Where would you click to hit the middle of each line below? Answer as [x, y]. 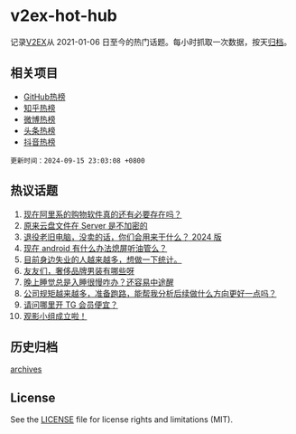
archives [26, 369]
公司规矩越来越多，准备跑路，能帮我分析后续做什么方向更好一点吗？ [150, 293]
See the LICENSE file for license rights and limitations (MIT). [122, 420]
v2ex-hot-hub [64, 16]
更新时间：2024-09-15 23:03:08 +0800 [78, 160]
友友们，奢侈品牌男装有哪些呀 [79, 270]
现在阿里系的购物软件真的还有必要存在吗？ [102, 214]
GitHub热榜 [44, 97]
